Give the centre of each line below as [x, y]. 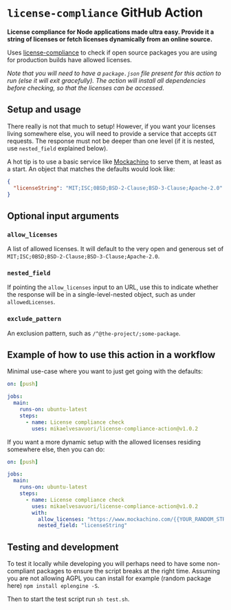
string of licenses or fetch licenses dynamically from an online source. [110, 39]
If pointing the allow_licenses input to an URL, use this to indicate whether [113, 287]
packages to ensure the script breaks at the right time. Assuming [128, 571]
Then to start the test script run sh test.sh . [68, 599]
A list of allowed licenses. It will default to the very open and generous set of [115, 249]
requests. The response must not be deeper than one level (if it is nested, [111, 141]
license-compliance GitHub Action [105, 13]
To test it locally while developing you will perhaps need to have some [106, 564]
